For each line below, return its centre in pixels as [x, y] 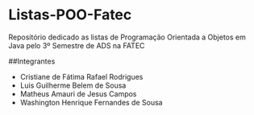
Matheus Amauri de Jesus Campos [78, 93]
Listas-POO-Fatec [70, 15]
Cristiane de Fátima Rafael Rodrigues [81, 76]
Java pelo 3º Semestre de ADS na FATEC [77, 45]
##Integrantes [32, 61]
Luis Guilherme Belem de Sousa [73, 85]
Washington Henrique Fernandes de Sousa [91, 102]
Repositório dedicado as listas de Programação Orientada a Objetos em [127, 37]
